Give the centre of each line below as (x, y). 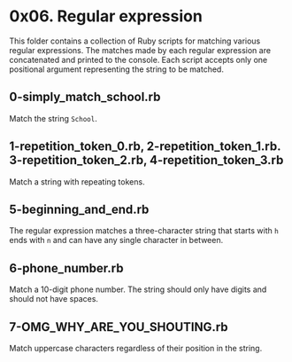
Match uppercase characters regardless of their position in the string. (136, 348)
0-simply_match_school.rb (85, 97)
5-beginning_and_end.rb (79, 209)
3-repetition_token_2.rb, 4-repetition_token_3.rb (146, 160)
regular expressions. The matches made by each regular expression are (140, 50)
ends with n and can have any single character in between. (116, 240)
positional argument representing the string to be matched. (116, 69)
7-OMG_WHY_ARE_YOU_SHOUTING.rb (119, 327)
